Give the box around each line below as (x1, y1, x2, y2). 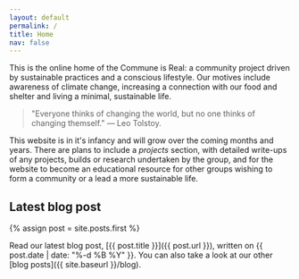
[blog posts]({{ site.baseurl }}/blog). (9, 259, 141, 270)
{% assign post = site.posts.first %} (9, 223, 140, 233)
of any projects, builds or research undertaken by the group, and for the (9, 154, 274, 165)
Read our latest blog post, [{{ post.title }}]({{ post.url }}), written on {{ (9, 241, 263, 251)
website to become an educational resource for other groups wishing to (9, 164, 273, 174)
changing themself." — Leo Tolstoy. (30, 118, 162, 129)
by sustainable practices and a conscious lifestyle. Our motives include (9, 72, 270, 83)
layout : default (9, 13, 70, 22)
